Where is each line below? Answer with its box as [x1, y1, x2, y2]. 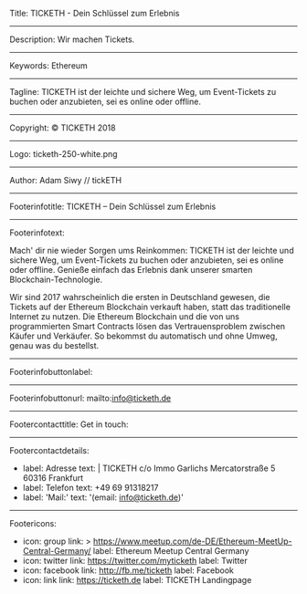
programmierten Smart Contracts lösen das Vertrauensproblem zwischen [9, 321, 286, 331]
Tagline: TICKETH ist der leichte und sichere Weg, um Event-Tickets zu [9, 87, 277, 97]
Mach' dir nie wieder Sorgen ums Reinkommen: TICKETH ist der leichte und [9, 245, 294, 255]
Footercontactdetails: [9, 445, 90, 455]
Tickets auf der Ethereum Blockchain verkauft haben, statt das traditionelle [9, 301, 291, 312]
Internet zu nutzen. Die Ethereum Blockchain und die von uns [9, 311, 240, 322]
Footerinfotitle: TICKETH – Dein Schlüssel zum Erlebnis [9, 201, 217, 212]
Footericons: [9, 518, 57, 528]
